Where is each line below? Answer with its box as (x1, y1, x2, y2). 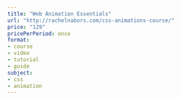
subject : (7, 69, 33, 76)
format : (7, 37, 30, 44)
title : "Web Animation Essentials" (7, 10, 112, 18)
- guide (7, 63, 30, 70)
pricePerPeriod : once (7, 30, 71, 37)
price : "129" (7, 23, 46, 30)
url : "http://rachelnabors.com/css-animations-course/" (7, 17, 175, 24)
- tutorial (7, 56, 39, 63)
